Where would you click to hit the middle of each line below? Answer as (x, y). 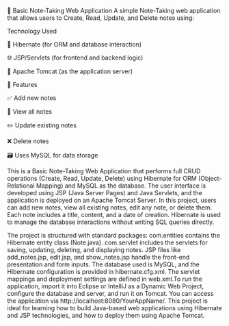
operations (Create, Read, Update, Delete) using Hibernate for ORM (102, 178)
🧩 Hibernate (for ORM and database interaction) (75, 44)
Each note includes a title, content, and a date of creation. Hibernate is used (114, 215)
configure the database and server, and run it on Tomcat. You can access (110, 293)
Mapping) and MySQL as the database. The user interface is (121, 186)
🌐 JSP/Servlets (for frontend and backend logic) (75, 58)
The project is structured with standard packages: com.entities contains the (114, 235)
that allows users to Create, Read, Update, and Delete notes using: (101, 18)
